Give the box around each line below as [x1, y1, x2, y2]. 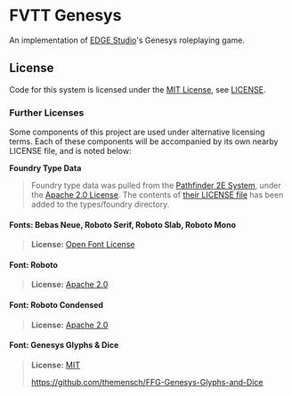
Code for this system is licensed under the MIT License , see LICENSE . [9, 84, 266, 94]
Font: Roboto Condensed [9, 300, 104, 311]
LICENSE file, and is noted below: [9, 146, 132, 157]
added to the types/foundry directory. [30, 199, 170, 210]
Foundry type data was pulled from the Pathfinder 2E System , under [30, 180, 282, 191]
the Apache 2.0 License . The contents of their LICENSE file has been [30, 190, 284, 200]
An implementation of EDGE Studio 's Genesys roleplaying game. [9, 35, 245, 45]
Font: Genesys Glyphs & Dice [9, 340, 119, 351]
